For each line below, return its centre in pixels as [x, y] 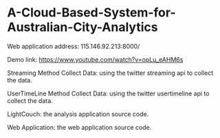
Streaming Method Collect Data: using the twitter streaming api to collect [110, 73]
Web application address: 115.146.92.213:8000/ [74, 46]
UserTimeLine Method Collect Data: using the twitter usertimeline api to [108, 93]
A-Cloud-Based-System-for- [91, 13]
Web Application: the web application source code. [79, 127]
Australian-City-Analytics [82, 27]
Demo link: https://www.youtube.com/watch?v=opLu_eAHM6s [95, 59]
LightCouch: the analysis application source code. [78, 114]
